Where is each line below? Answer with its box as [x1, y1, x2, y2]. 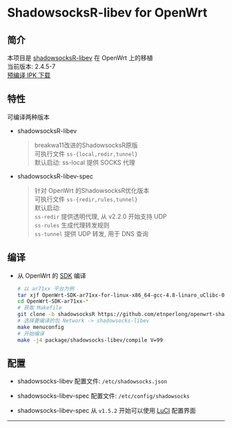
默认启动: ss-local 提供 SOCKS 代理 [34, 158, 135, 167]
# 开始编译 [17, 330, 45, 337]
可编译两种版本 [7, 113, 50, 121]
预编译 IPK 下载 [7, 71, 50, 79]
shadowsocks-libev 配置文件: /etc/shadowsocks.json [17, 377, 168, 385]
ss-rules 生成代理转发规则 [34, 221, 110, 229]
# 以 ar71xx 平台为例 [17, 285, 75, 292]
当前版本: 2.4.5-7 [7, 62, 56, 71]
